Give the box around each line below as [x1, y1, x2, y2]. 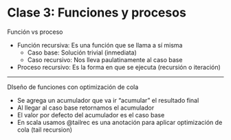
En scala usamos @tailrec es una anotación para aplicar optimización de [16, 118, 223, 126]
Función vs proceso [7, 28, 63, 36]
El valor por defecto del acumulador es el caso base [16, 110, 165, 119]
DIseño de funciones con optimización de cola [7, 83, 139, 91]
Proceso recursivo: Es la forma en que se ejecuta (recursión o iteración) [16, 63, 221, 71]
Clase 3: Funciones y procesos [7, 5, 187, 21]
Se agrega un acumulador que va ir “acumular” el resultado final [16, 96, 199, 104]
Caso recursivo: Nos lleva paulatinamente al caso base [27, 55, 183, 63]
